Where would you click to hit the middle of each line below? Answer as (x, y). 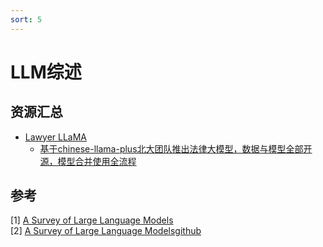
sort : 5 (26, 19)
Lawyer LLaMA (55, 137)
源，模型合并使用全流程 (88, 161)
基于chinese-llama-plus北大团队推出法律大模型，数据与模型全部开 (176, 148)
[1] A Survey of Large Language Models (92, 220)
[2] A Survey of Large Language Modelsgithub (106, 231)
